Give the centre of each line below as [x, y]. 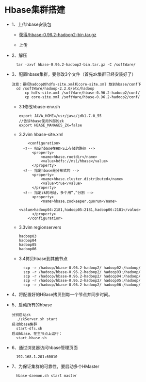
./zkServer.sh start [37, 319]
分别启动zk [21, 315]
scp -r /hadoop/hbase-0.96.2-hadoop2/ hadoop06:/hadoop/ [82, 285]
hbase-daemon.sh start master [47, 375]
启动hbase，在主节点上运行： [37, 333]
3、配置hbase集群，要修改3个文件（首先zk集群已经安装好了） [74, 74]
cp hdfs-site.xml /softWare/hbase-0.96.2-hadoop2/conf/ [82, 93]
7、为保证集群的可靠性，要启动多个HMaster [55, 366]
